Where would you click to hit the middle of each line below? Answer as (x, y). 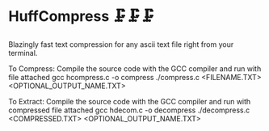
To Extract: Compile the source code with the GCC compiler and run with (130, 101)
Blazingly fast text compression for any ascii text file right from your (121, 44)
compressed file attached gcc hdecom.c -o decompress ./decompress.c (129, 110)
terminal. (23, 53)
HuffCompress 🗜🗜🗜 (82, 17)
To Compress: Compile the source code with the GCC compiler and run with (135, 68)
